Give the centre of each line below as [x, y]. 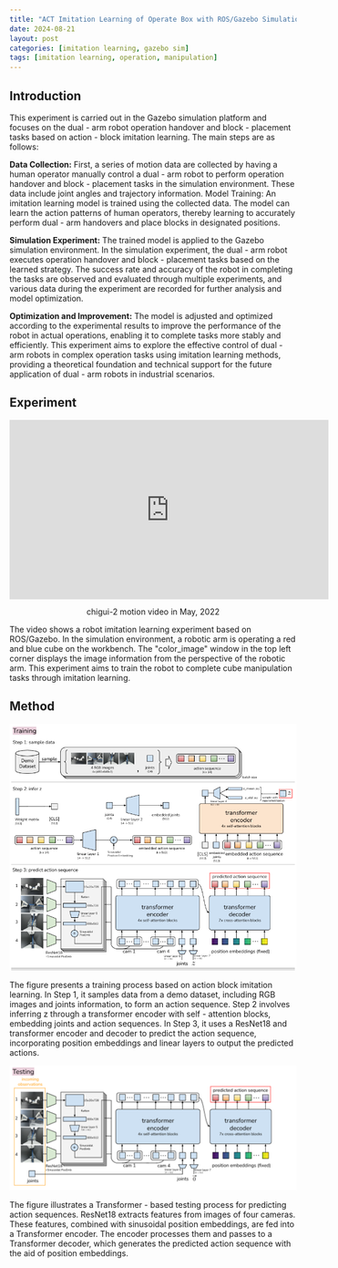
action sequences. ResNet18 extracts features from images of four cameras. [153, 1214]
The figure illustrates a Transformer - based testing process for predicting [148, 1204]
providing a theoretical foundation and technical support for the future [141, 364]
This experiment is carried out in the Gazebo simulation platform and [138, 118]
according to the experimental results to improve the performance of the [145, 325]
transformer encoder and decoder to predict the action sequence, [133, 1034]
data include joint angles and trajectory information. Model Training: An [143, 193]
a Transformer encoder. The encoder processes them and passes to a [141, 1233]
